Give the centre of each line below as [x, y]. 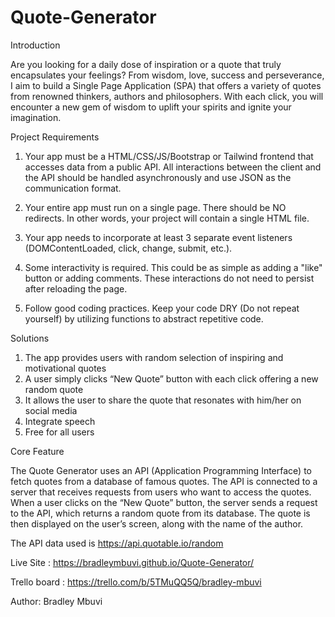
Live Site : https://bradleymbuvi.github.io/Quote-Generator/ [132, 562]
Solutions [30, 338]
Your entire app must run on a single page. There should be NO [155, 207]
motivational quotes [65, 368]
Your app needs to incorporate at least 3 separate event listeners [158, 237]
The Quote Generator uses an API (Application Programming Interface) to [161, 470]
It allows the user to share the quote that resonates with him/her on [163, 400]
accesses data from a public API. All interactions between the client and [173, 167]
